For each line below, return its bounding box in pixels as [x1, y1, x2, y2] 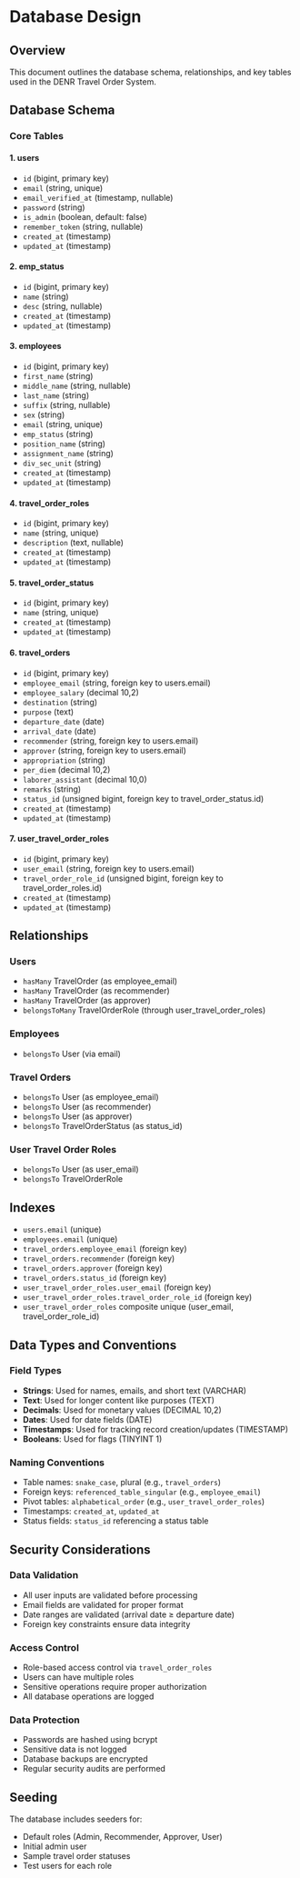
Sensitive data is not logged [22, 1743, 127, 1755]
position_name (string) [22, 438, 106, 449]
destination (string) [22, 696, 98, 707]
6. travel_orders [9, 647, 71, 658]
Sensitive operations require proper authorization [22, 1682, 207, 1693]
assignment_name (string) [22, 447, 114, 458]
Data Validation [9, 1569, 79, 1582]
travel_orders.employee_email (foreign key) [22, 1244, 188, 1254]
